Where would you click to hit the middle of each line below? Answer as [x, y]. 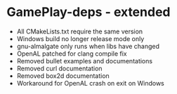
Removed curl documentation [59, 68]
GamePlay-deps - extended [88, 12]
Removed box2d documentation [63, 76]
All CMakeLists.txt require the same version [80, 31]
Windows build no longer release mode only [80, 38]
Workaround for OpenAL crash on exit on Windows [90, 83]
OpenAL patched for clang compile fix [72, 54]
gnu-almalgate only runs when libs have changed [88, 46]
